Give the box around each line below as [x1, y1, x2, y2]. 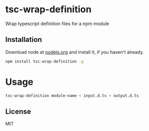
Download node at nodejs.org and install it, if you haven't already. [5, 49, 144, 55]
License [5, 107, 31, 116]
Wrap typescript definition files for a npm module [5, 20, 109, 27]
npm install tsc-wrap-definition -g [5, 59, 84, 64]
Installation [5, 35, 42, 44]
